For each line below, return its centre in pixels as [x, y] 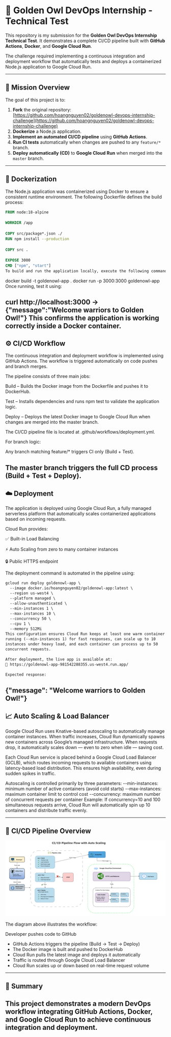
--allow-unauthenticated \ [38, 603]
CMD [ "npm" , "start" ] [28, 266]
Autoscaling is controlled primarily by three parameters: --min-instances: [82, 783]
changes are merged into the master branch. [52, 422]
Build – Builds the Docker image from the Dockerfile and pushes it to [77, 386]
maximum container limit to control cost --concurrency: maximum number [83, 794]
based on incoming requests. [36, 519]
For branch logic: [23, 442]
